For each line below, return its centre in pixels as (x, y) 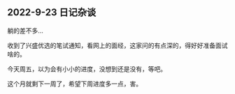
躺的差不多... (26, 31)
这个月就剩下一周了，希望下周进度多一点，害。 (74, 84)
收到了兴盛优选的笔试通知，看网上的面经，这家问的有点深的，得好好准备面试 (117, 45)
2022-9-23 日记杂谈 (52, 13)
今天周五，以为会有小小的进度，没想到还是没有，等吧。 (87, 69)
